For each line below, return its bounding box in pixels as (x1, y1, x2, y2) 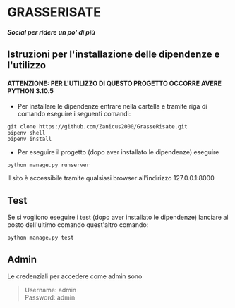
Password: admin (24, 293, 76, 302)
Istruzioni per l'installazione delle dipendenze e (7, 49, 220, 61)
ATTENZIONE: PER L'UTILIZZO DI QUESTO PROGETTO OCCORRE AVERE (7, 79, 222, 87)
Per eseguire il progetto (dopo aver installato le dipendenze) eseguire (17, 148, 219, 156)
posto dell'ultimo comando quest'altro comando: (7, 221, 149, 229)
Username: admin (24, 286, 77, 294)
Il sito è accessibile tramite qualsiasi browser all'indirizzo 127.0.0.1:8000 (7, 174, 215, 183)
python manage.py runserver (7, 161, 90, 169)
